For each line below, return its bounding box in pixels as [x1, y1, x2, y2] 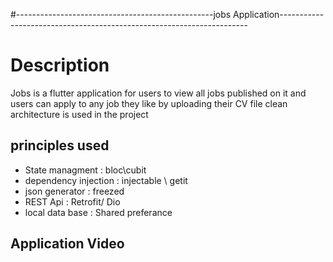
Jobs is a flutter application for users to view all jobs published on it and [10, 87, 307, 99]
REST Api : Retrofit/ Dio [24, 195, 121, 208]
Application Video [10, 235, 125, 253]
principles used [10, 137, 110, 154]
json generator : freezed [24, 185, 125, 197]
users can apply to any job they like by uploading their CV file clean [10, 97, 288, 109]
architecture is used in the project [10, 108, 149, 120]
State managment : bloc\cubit [24, 164, 147, 176]
